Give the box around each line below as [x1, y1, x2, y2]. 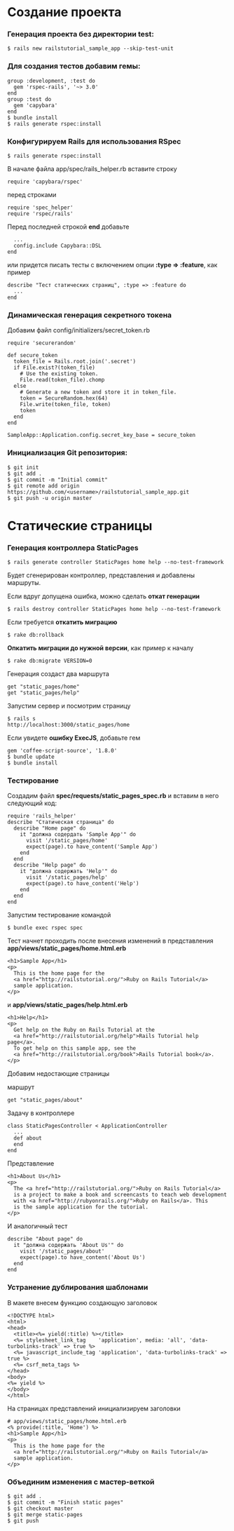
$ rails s [7, 715, 36, 722]
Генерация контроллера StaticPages [7, 543, 139, 553]
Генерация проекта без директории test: [7, 29, 154, 39]
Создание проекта [7, 4, 122, 20]
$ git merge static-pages [7, 1511, 83, 1518]
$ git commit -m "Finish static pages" [7, 1499, 124, 1506]
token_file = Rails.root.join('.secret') [13, 358, 137, 365]
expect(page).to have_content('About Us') [20, 1254, 146, 1261]
